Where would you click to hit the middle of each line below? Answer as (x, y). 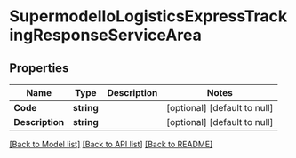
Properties (39, 68)
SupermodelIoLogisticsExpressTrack (148, 16)
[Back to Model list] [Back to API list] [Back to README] (111, 144)
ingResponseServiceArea (106, 35)
